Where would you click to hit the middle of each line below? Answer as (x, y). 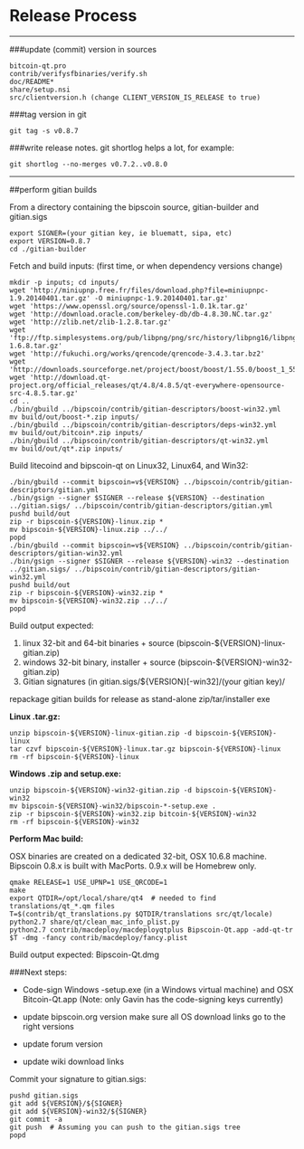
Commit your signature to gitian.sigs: (78, 1078)
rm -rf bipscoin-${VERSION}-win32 (75, 821)
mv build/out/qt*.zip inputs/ (66, 449)
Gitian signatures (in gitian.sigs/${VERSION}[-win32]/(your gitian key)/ (154, 681)
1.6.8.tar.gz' (36, 346)
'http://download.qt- (70, 377)
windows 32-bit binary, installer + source (99, 662)
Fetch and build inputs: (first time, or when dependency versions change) (146, 266)
